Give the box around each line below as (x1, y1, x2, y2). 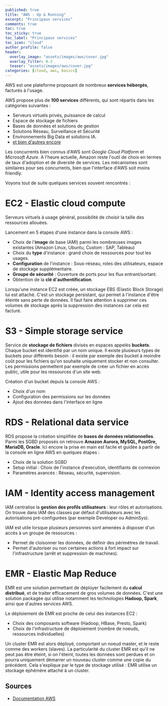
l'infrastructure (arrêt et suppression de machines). (12, 550, 118, 556)
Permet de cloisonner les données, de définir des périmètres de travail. (12, 539, 159, 545)
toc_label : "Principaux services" (5, 36, 78, 41)
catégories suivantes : (5, 103, 51, 108)
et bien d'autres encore (12, 139, 61, 145)
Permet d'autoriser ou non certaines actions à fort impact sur (12, 545, 139, 551)
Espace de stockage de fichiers (12, 118, 78, 123)
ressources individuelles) (12, 630, 65, 637)
